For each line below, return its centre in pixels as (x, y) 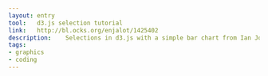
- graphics (26, 52)
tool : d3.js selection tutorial (66, 23)
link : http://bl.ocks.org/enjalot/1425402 (83, 30)
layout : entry (32, 15)
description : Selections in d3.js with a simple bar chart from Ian (130, 38)
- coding (23, 60)
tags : (17, 45)
